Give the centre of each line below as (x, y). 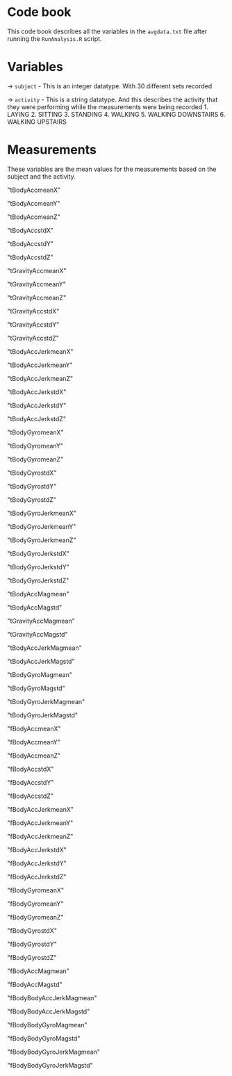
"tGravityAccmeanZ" (37, 297)
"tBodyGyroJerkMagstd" (43, 715)
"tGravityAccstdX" (33, 311)
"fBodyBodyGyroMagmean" (47, 1025)
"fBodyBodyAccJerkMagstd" (49, 1011)
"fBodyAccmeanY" (34, 742)
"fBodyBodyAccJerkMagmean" (52, 997)
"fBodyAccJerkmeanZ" (40, 836)
